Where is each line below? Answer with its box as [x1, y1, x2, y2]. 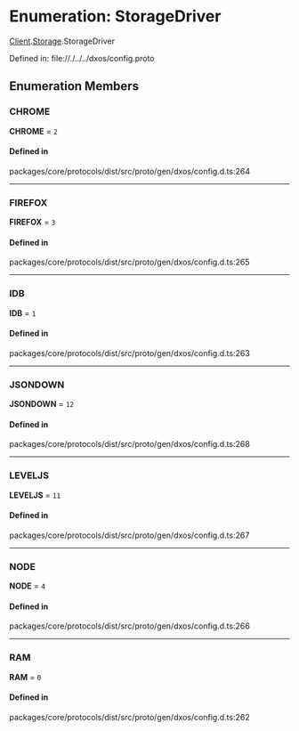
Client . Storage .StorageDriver [9, 36, 116, 46]
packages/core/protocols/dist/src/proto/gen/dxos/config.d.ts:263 [9, 347, 251, 358]
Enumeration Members [9, 78, 140, 94]
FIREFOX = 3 [9, 216, 56, 228]
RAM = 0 [9, 671, 42, 682]
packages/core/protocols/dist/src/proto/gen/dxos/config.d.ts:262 [9, 711, 251, 722]
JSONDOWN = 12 [9, 399, 75, 410]
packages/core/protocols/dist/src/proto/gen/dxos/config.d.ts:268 [9, 439, 251, 450]
